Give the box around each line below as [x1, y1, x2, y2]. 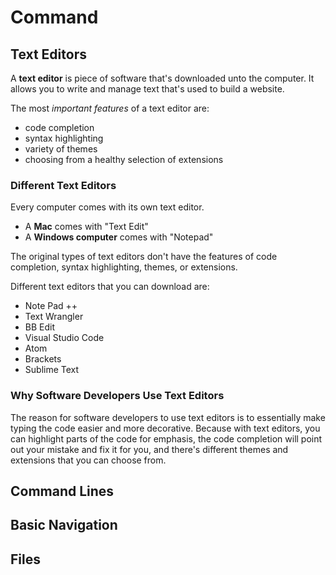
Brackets [24, 353, 62, 365]
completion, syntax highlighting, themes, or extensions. [10, 261, 238, 273]
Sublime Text [24, 364, 80, 376]
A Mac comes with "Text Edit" [24, 221, 149, 233]
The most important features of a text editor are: [10, 102, 210, 114]
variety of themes [24, 143, 98, 155]
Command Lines [10, 482, 115, 500]
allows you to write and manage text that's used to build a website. [10, 83, 285, 95]
